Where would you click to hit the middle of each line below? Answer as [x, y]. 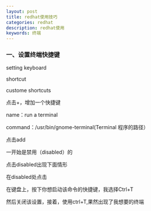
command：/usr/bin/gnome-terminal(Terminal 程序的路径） [77, 127]
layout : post [22, 11]
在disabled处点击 [27, 177]
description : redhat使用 [35, 28]
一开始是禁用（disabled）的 [39, 152]
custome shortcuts [29, 91]
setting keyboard [26, 68]
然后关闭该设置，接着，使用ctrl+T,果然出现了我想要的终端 [75, 202]
